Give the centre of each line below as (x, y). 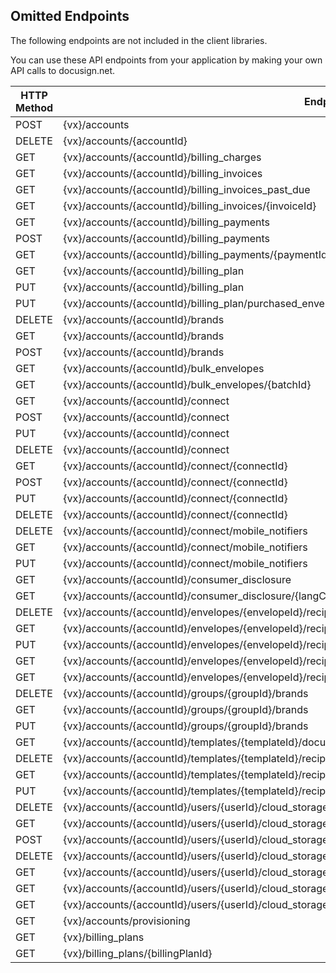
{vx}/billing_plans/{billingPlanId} (138, 953)
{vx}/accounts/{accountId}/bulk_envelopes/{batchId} (187, 384)
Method (34, 107)
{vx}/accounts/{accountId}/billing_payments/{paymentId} (197, 254)
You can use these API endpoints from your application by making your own (166, 60)
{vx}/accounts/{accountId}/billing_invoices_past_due (187, 189)
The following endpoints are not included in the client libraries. (139, 40)
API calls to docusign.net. (63, 70)
